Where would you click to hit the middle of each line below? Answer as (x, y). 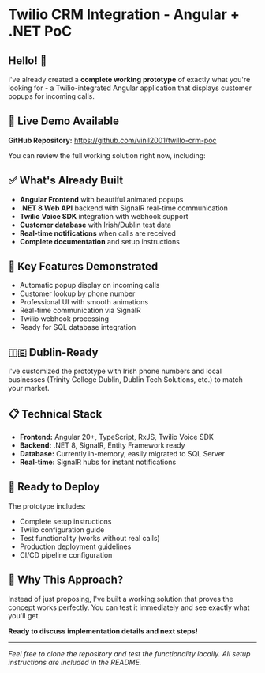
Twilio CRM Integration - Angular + (124, 15)
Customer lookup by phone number (77, 293)
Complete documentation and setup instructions (99, 241)
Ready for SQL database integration (78, 327)
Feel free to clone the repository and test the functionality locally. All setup (129, 653)
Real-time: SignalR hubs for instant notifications (98, 462)
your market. (29, 388)
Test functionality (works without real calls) (90, 538)
